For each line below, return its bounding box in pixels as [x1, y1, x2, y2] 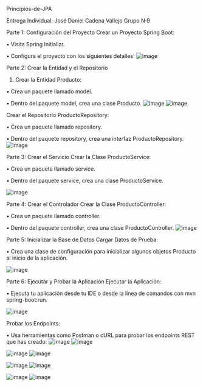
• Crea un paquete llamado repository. [6, 123, 103, 130]
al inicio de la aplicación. [6, 254, 68, 261]
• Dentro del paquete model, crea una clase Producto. [6, 100, 142, 107]
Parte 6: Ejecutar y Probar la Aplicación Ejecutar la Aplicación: [6, 278, 162, 285]
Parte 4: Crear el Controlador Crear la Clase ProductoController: [6, 201, 167, 208]
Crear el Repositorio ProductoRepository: [6, 112, 109, 118]
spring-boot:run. [6, 296, 47, 304]
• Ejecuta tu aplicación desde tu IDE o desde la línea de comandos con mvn [6, 289, 196, 297]
